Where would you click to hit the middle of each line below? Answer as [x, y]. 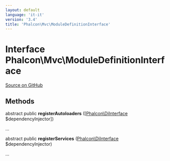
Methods [20, 101]
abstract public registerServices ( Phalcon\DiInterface [62, 139]
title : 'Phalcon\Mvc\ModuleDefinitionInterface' [58, 24]
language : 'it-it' [25, 15]
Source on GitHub [24, 85]
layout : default [22, 10]
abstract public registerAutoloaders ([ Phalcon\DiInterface [67, 113]
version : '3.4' [21, 19]
